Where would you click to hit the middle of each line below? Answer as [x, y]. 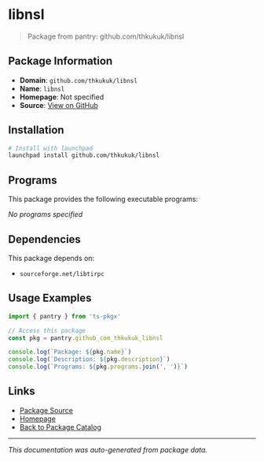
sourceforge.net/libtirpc [62, 274]
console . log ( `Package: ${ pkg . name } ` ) [70, 352]
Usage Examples [50, 298]
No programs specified [46, 214]
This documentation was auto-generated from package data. [108, 449]
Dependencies [44, 239]
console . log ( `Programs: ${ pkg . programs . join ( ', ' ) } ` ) [98, 367]
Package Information [60, 61]
